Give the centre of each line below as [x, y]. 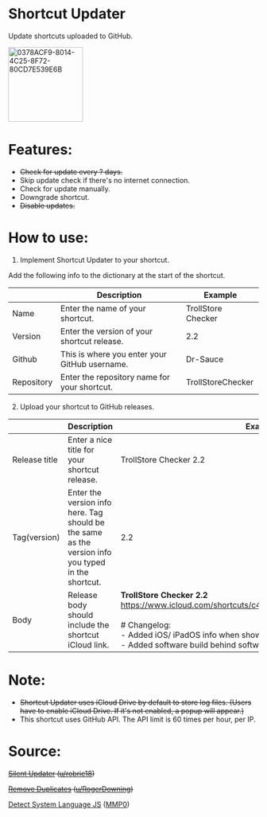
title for [81, 449]
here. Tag [85, 512]
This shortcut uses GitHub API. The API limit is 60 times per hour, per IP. [137, 719]
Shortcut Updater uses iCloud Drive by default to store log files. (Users [135, 702]
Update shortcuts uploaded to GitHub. [71, 36]
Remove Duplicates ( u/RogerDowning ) [71, 788]
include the [88, 624]
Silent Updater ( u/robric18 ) [52, 773]
